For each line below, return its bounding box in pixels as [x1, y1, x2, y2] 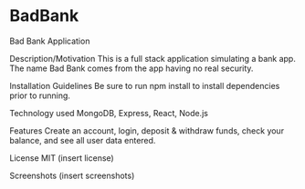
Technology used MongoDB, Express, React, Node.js [9, 107, 208, 118]
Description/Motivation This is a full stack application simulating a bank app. [9, 53, 297, 64]
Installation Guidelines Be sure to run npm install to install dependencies [9, 80, 280, 91]
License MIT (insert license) [9, 152, 114, 164]
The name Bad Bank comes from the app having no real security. [9, 63, 254, 74]
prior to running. [9, 90, 71, 101]
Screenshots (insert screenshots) [9, 170, 135, 181]
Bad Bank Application [9, 35, 90, 46]
